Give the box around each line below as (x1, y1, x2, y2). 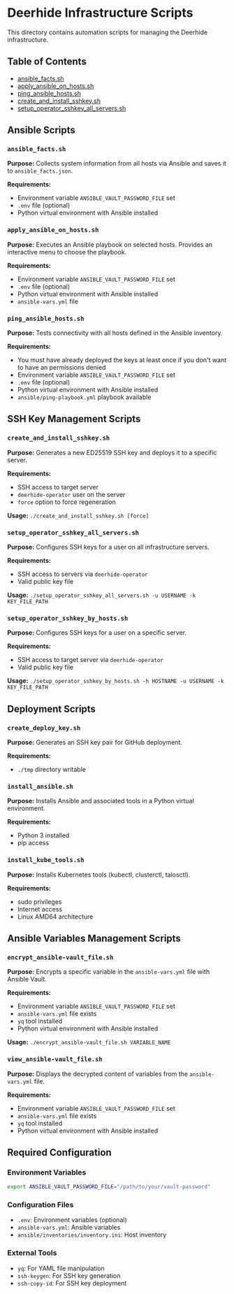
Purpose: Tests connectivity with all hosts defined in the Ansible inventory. (7, 329, 223, 337)
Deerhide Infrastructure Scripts (7, 5, 193, 21)
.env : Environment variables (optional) (17, 1216, 127, 1224)
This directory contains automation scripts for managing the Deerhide (7, 28, 208, 36)
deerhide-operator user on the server (17, 490, 126, 498)
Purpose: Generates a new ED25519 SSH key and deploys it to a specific (7, 448, 217, 457)
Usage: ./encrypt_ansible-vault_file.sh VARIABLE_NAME (7, 1038, 171, 1047)
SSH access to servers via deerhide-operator (17, 570, 148, 578)
